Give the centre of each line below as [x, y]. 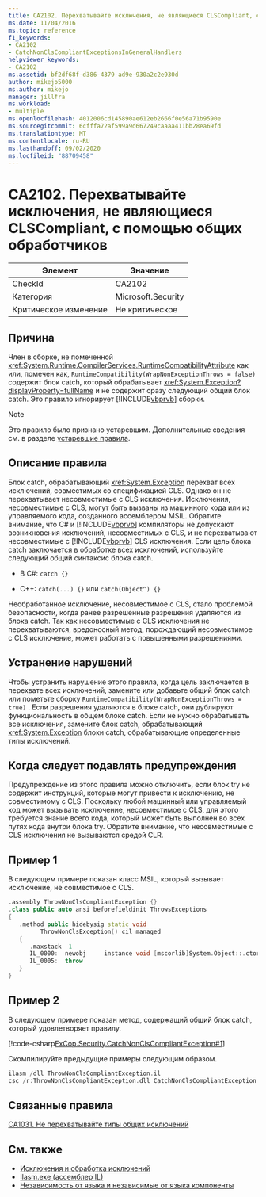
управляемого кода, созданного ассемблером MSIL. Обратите [115, 515]
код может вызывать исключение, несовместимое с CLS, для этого [123, 810]
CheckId [28, 284]
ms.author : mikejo [38, 89]
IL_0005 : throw [56, 961]
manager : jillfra [37, 97]
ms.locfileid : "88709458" [51, 155]
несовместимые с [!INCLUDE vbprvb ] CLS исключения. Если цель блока [130, 541]
